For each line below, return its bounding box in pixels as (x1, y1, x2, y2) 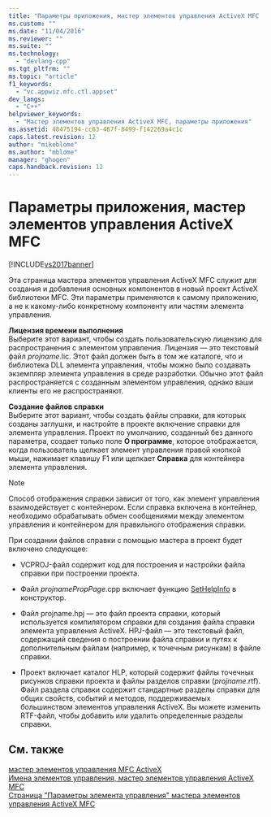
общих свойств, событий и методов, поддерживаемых (19, 693, 211, 703)
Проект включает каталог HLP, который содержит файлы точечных (19, 667, 255, 677)
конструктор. (19, 593, 67, 602)
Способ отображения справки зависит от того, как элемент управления (8, 493, 260, 504)
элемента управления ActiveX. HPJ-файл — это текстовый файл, (19, 626, 245, 636)
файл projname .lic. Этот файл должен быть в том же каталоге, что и (8, 351, 243, 362)
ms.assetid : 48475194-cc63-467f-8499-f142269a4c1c (8, 125, 183, 133)
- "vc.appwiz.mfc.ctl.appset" (15, 87, 118, 96)
